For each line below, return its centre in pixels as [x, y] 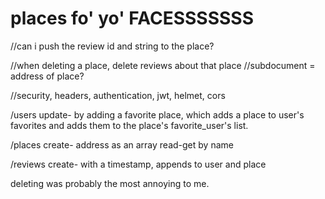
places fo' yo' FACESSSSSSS [132, 18]
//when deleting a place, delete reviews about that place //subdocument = [163, 65]
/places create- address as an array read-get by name [122, 144]
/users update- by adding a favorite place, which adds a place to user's [157, 114]
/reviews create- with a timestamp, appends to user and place [138, 164]
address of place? [47, 76]
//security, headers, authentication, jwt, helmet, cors [118, 95]
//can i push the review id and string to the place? [112, 46]
